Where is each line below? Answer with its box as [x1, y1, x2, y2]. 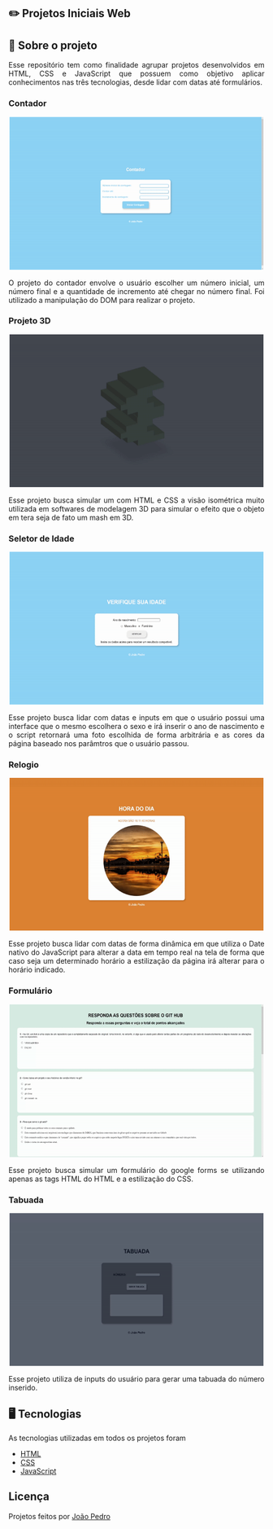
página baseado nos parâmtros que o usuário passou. [8, 739, 189, 749]
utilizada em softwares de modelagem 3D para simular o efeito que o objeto [8, 503, 265, 513]
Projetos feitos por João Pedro [8, 1511, 111, 1521]
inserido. [8, 1382, 38, 1392]
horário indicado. [8, 964, 66, 975]
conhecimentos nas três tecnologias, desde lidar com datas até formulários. [8, 77, 262, 87]
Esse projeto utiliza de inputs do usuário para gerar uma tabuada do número [8, 1373, 265, 1383]
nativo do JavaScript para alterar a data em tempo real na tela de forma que [8, 947, 265, 957]
